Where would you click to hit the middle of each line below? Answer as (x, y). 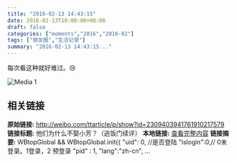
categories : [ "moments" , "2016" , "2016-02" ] (71, 34)
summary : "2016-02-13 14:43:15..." (60, 47)
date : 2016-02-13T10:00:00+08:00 (57, 21)
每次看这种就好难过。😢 (42, 68)
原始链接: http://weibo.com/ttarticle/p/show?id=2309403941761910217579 (116, 124)
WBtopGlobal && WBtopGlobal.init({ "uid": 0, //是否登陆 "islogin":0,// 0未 (122, 141)
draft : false (26, 27)
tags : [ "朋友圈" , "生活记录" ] (47, 40)
